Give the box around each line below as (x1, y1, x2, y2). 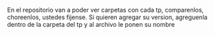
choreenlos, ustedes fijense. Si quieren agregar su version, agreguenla (7, 13, 208, 21)
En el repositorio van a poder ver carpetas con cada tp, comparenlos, (7, 6, 204, 14)
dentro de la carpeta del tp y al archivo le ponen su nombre (7, 21, 175, 28)
